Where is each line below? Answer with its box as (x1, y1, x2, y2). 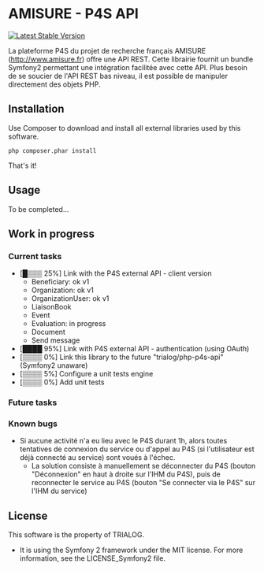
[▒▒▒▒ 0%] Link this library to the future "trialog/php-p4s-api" (19, 352, 224, 362)
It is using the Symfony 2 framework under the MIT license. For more (19, 545, 244, 555)
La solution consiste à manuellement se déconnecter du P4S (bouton (31, 462, 256, 471)
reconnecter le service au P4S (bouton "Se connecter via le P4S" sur (31, 478, 256, 488)
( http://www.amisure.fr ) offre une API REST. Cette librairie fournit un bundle (8, 54, 254, 64)
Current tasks (8, 250, 62, 261)
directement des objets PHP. (8, 80, 101, 89)
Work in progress (8, 227, 95, 240)
